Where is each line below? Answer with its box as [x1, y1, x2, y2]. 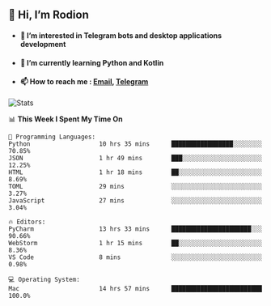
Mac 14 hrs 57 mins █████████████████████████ [8, 284, 263, 292]
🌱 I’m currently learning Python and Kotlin [19, 57, 164, 67]
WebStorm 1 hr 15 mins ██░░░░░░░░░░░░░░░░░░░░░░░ [8, 239, 263, 247]
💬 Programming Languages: [8, 133, 95, 141]
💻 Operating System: [8, 275, 81, 283]
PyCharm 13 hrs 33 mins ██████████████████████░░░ [8, 224, 263, 233]
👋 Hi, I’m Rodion [8, 8, 89, 22]
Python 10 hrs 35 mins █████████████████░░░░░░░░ [8, 139, 263, 148]
